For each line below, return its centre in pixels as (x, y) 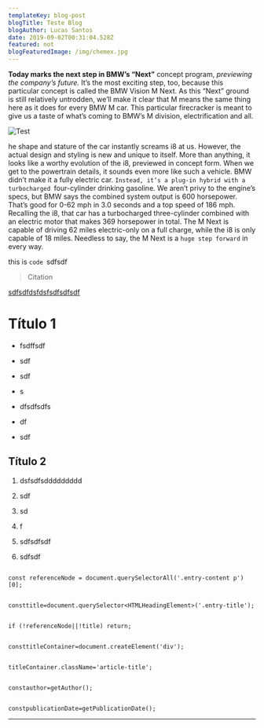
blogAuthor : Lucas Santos (50, 30)
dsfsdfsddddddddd (51, 481)
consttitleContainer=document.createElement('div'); (96, 646)
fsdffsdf (32, 346)
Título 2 (27, 461)
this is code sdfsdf (38, 262)
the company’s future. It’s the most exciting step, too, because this (116, 82)
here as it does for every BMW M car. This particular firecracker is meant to (130, 108)
